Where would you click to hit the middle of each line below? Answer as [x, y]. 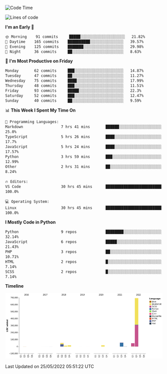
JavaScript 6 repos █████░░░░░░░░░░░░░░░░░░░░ [83, 242]
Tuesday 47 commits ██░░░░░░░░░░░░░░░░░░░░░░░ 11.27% [74, 76]
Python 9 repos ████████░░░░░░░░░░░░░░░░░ [83, 232]
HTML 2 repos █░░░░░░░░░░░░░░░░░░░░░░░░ [83, 262]
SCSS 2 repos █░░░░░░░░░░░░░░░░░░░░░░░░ [83, 272]
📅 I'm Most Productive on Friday [39, 61]
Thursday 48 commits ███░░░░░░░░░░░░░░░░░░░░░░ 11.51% [74, 86]
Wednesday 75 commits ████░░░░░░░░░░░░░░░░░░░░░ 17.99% [74, 81]
